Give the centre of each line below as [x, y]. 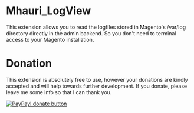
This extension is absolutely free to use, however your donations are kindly [97, 79]
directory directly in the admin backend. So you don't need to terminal [91, 33]
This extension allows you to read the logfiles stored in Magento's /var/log [96, 27]
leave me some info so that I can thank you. [59, 92]
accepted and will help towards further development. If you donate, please [97, 86]
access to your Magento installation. [50, 39]
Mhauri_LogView [49, 11]
